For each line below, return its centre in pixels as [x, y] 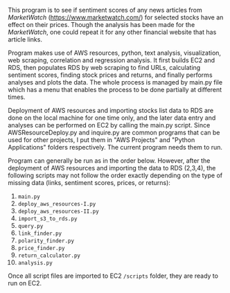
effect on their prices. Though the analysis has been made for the [101, 25]
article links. [25, 39]
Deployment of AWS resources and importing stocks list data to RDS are [111, 110]
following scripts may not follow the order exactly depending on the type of [115, 175]
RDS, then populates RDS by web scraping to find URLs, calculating [104, 68]
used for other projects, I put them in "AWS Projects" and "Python [101, 140]
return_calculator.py [49, 256]
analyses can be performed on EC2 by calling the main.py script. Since [109, 125]
